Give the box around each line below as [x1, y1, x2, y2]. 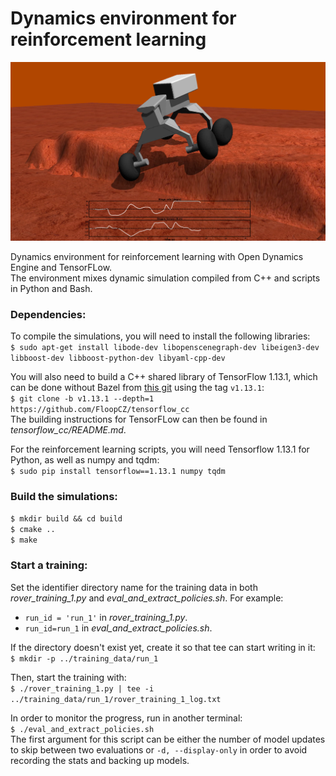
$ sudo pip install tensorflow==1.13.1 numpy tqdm [10, 467, 226, 477]
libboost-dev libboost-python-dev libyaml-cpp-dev [10, 353, 226, 364]
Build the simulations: [10, 490, 118, 504]
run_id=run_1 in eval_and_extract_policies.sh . [24, 622, 213, 634]
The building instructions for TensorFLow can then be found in [10, 413, 268, 426]
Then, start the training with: [10, 671, 127, 683]
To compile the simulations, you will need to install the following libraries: [10, 330, 311, 342]
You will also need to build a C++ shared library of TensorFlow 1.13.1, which [10, 371, 318, 383]
